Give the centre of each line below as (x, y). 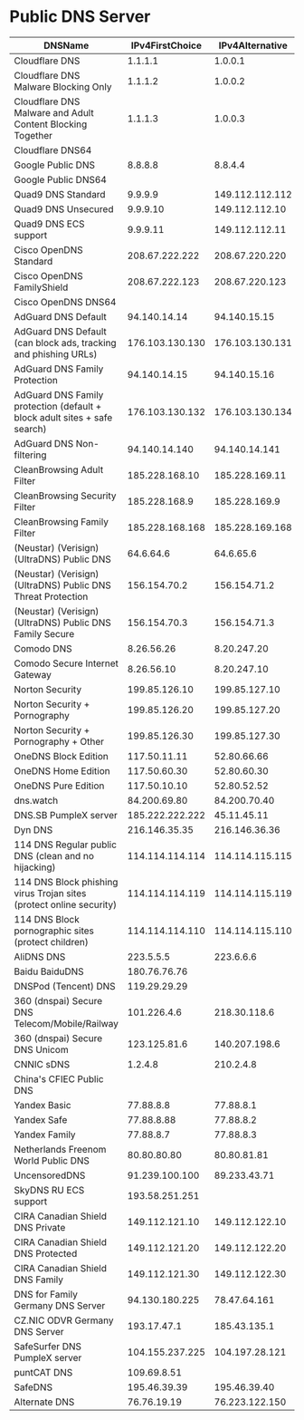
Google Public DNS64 (60, 179)
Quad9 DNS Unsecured (64, 208)
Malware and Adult (54, 112)
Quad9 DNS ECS (49, 224)
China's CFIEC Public (59, 1078)
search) (30, 429)
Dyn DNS (33, 829)
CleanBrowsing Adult (59, 469)
